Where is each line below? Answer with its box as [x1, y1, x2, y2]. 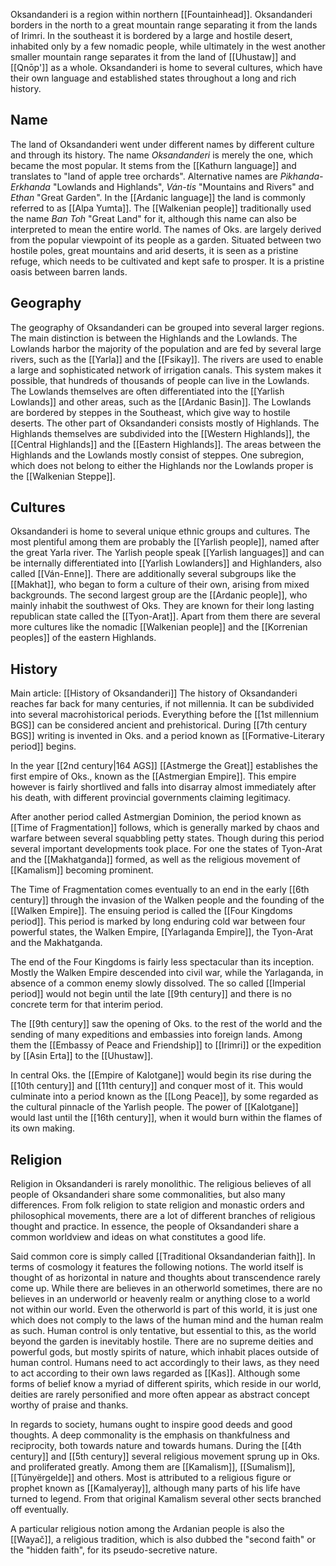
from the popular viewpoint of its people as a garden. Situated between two [10, 234, 322, 246]
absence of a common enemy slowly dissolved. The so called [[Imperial [10, 977, 306, 989]
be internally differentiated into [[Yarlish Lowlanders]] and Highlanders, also [10, 557, 322, 569]
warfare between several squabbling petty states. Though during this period [10, 832, 325, 844]
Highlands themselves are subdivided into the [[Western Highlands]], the [10, 427, 311, 439]
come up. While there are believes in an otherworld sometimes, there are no [10, 1282, 323, 1294]
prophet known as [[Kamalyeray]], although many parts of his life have [10, 1482, 301, 1494]
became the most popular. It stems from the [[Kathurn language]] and [10, 159, 297, 171]
